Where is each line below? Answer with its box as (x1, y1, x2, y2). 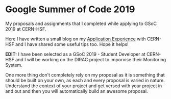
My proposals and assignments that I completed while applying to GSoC (5, 20, 157, 27)
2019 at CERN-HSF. (5, 26, 46, 32)
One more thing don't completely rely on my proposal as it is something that (5, 71, 165, 78)
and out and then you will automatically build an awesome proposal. (5, 88, 148, 94)
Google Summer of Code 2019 (5, 4, 135, 15)
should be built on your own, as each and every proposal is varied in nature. (5, 77, 165, 83)
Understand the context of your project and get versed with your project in (5, 83, 162, 89)
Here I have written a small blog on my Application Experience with (5, 36, 146, 42)
